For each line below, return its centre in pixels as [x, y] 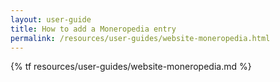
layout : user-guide [51, 19]
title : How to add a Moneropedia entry [93, 29]
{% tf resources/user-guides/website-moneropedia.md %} [131, 67]
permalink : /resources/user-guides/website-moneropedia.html [140, 38]
